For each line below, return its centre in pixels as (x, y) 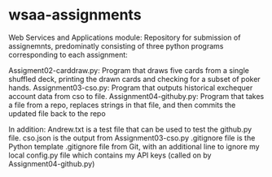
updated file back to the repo (57, 113)
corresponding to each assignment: (68, 54)
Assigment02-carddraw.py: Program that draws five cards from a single (129, 70)
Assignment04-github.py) (52, 163)
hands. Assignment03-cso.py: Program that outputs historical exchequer (131, 88)
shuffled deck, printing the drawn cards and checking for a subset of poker (134, 79)
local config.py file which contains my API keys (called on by (110, 155)
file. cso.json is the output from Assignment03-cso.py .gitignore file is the (132, 138)
